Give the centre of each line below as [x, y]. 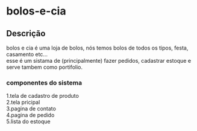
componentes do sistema [44, 83]
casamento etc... [27, 54]
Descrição [26, 34]
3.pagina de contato [31, 109]
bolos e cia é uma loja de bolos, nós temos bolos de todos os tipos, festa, [97, 48]
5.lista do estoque [28, 121]
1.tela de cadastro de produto [43, 96]
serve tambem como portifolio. [45, 67]
